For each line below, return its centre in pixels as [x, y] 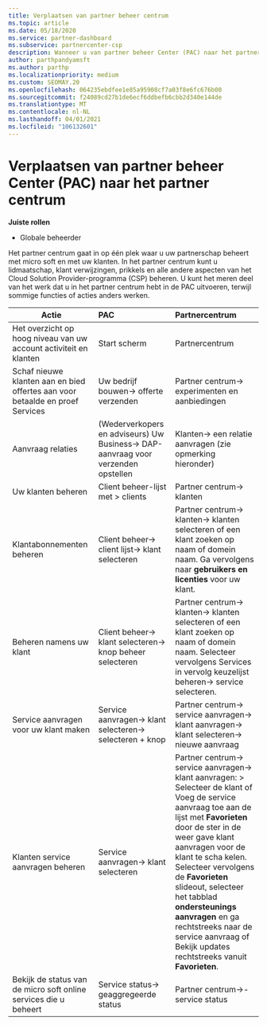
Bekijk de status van [50, 979]
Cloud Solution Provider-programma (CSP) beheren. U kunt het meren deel [131, 278]
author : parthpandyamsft [49, 61]
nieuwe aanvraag [207, 744]
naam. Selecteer [205, 651]
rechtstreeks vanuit [211, 957]
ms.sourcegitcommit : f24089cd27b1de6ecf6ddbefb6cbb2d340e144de [115, 97]
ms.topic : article [39, 23]
